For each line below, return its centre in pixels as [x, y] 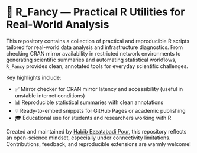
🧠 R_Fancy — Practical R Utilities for [96, 12]
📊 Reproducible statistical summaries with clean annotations [89, 102]
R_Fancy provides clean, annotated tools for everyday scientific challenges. [97, 66]
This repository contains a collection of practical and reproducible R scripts [98, 41]
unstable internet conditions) [50, 95]
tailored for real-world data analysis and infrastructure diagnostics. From [95, 47]
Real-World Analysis [58, 25]
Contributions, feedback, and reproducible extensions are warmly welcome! [98, 144]
